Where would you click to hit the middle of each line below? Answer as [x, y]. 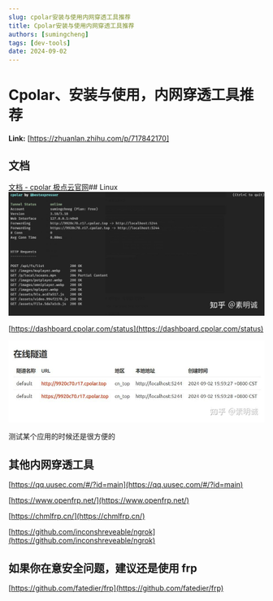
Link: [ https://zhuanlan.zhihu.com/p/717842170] [89, 139]
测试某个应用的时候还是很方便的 [62, 437]
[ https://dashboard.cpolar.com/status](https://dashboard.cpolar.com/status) [136, 329]
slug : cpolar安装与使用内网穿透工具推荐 [70, 17]
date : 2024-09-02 [38, 52]
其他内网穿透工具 [51, 464]
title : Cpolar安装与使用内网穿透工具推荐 [71, 26]
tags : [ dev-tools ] [39, 43]
